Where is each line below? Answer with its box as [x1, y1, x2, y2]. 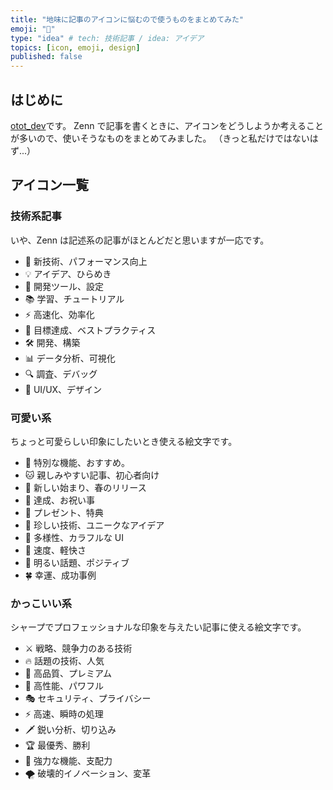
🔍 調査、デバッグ [24, 367, 98, 380]
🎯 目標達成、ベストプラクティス [24, 324, 157, 336]
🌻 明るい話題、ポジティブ [24, 556, 130, 568]
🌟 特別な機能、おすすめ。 [24, 456, 130, 468]
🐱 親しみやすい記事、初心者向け [24, 469, 160, 481]
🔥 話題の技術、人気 [24, 655, 105, 667]
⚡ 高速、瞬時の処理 [24, 708, 104, 720]
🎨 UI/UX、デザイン [24, 383, 103, 395]
